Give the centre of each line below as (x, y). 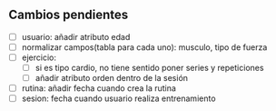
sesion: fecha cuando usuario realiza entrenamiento (118, 98)
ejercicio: (39, 57)
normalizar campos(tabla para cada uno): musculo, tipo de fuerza (144, 47)
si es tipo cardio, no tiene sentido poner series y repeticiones (149, 68)
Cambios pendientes (69, 15)
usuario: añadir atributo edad (76, 36)
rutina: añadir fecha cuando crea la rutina (99, 88)
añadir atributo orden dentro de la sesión (111, 78)
